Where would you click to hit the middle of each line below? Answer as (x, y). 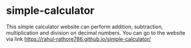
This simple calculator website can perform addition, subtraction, (85, 27)
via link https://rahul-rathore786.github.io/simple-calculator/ (79, 39)
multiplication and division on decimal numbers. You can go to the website (96, 32)
